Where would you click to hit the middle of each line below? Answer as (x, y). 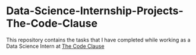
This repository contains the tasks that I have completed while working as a (99, 40)
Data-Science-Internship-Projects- (95, 11)
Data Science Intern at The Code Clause (56, 46)
